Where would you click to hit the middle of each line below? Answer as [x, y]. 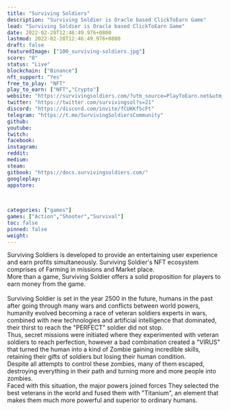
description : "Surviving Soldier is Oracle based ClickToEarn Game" [107, 20]
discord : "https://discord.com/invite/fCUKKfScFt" [81, 109]
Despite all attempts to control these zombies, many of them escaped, [106, 364]
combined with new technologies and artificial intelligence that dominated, [112, 320]
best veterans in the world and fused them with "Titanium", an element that [113, 393]
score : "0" [23, 58]
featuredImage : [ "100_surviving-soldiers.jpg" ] [76, 52]
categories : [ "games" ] [39, 210]
